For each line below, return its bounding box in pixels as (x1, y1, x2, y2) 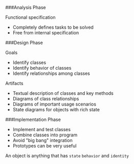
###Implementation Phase (5, 116, 61, 122)
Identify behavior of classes (12, 65, 72, 71)
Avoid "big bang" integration (12, 137, 73, 143)
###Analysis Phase (5, 5, 46, 10)
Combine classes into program (12, 132, 78, 138)
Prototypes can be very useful (12, 143, 77, 149)
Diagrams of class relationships (12, 96, 79, 101)
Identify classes (12, 59, 47, 66)
